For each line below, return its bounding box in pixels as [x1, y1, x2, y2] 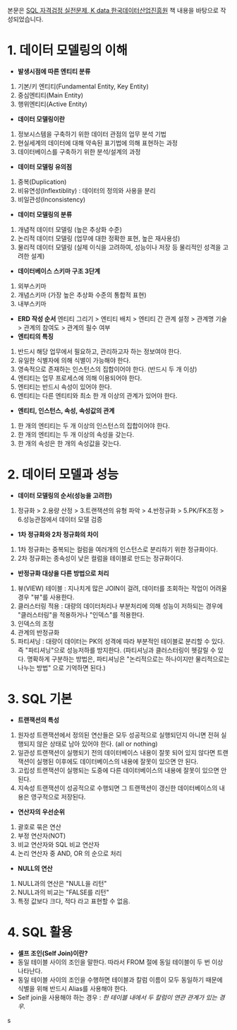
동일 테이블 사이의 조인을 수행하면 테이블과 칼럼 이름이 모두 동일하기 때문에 [17, 975, 224, 984]
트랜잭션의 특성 [17, 715, 60, 724]
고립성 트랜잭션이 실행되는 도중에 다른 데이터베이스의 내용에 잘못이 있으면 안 [17, 766, 227, 774]
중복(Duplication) [17, 177, 67, 186]
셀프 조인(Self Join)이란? [17, 949, 88, 957]
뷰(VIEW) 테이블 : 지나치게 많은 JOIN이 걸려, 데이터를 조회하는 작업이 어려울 [17, 584, 227, 592]
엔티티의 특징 [17, 332, 54, 341]
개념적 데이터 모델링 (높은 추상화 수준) [17, 225, 122, 233]
